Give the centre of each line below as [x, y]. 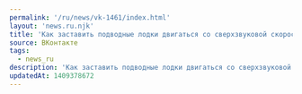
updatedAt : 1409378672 [52, 76]
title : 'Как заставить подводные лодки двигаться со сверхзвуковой [138, 34]
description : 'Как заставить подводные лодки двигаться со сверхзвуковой [151, 68]
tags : [19, 51]
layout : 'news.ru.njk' [52, 26]
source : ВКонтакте [44, 43]
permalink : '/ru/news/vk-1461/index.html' [90, 17]
